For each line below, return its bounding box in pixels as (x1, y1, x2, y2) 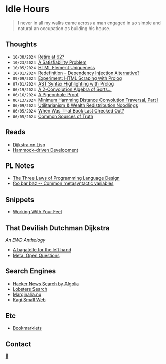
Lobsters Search (12, 286, 47, 292)
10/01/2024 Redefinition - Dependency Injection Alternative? (12, 70, 140, 76)
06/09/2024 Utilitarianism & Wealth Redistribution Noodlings (12, 102, 138, 108)
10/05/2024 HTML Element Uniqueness (12, 64, 95, 70)
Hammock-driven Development (12, 147, 79, 153)
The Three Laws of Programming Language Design (12, 175, 120, 181)
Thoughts (5, 40, 37, 49)
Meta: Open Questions (12, 253, 60, 258)
